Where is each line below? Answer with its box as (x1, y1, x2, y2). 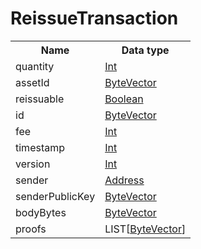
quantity (15, 59, 55, 73)
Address (104, 173, 145, 187)
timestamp (15, 140, 66, 154)
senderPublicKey (15, 189, 96, 203)
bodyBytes (15, 205, 67, 219)
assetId (15, 75, 50, 89)
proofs (15, 222, 47, 236)
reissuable (15, 92, 65, 106)
